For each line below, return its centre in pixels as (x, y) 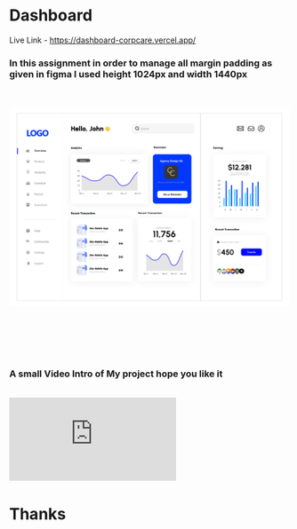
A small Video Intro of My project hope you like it (116, 374)
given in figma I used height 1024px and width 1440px (128, 74)
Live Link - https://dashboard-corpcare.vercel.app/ (103, 40)
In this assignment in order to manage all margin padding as (141, 63)
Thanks (38, 513)
